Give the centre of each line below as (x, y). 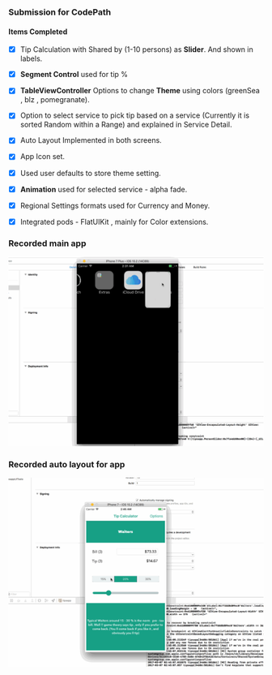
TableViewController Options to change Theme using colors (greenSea (140, 91)
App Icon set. (42, 157)
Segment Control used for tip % (74, 75)
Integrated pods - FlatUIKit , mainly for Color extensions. (114, 221)
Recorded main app (47, 243)
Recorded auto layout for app (67, 464)
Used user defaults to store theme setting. (91, 173)
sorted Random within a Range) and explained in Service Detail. (126, 125)
